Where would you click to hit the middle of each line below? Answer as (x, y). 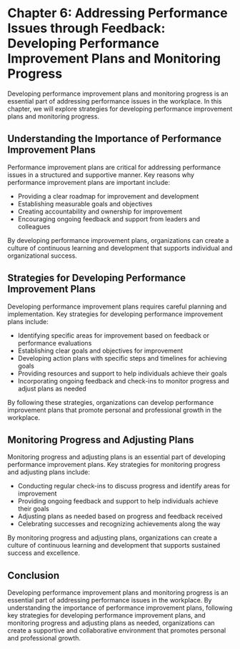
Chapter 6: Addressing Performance (117, 13)
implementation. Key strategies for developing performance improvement (115, 314)
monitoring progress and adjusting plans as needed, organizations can (111, 623)
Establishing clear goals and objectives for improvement (100, 351)
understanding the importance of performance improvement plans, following (120, 608)
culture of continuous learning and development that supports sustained (114, 545)
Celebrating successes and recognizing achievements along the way (119, 524)
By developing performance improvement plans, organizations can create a (118, 240)
